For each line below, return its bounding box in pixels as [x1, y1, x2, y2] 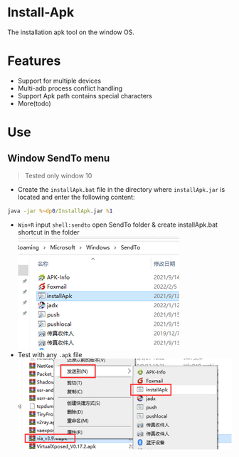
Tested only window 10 [24, 171, 92, 180]
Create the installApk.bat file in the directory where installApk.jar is [17, 185, 225, 193]
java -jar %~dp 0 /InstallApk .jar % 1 [7, 207, 113, 215]
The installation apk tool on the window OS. [7, 28, 135, 36]
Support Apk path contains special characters [17, 91, 153, 100]
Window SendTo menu [7, 153, 110, 165]
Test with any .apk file [17, 350, 83, 359]
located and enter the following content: [17, 192, 135, 201]
